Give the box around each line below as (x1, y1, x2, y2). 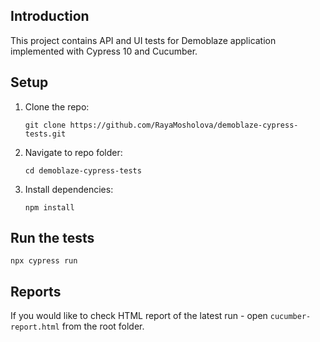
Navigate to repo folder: (24, 146, 123, 158)
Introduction (10, 8, 90, 25)
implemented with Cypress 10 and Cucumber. (10, 45, 198, 57)
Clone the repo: (24, 100, 90, 113)
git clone (24, 120, 67, 130)
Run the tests (10, 230, 95, 247)
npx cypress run (10, 256, 78, 266)
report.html (10, 322, 60, 333)
